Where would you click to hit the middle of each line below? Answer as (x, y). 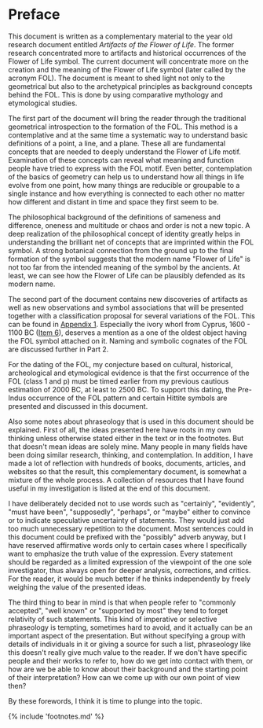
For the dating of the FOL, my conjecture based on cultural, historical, (121, 364)
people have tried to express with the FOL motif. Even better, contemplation (130, 168)
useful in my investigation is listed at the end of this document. (109, 488)
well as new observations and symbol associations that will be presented (126, 307)
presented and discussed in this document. (78, 406)
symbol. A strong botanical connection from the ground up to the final (121, 250)
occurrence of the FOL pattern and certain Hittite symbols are (128, 398)
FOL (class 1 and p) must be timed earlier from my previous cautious (119, 381)
